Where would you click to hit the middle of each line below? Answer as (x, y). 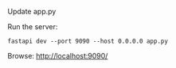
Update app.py (32, 11)
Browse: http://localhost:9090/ (58, 56)
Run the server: (33, 26)
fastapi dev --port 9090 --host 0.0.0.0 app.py (88, 41)
